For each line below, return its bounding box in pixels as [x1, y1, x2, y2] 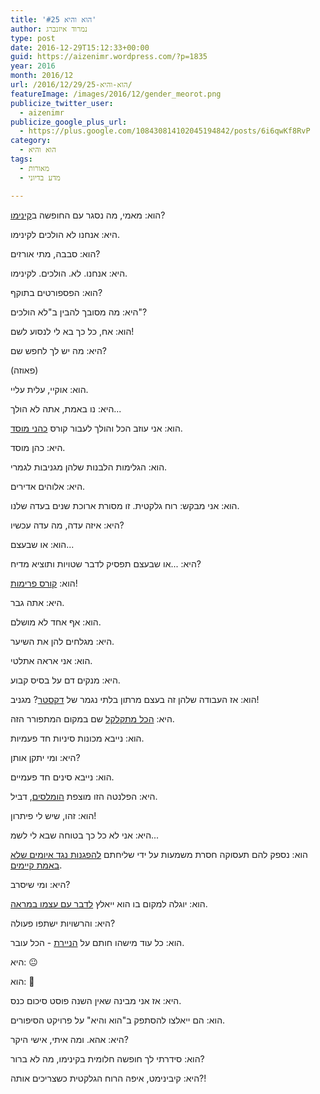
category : [10, 136, 52, 146]
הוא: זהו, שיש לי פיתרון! [10, 809, 97, 821]
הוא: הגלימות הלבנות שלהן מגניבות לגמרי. [10, 461, 168, 473]
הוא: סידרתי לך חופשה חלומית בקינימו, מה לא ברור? [10, 1052, 205, 1065]
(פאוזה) [10, 364, 39, 376]
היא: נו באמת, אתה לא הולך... [10, 402, 122, 415]
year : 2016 [10, 61, 56, 71]
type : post [10, 33, 56, 43]
